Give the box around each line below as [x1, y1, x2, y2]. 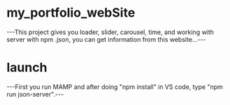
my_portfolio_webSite [6, 5, 136, 21]
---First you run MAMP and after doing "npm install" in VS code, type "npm [6, 82, 223, 91]
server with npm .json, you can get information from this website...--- [6, 35, 206, 43]
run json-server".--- [6, 90, 64, 98]
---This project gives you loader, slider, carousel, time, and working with [6, 28, 215, 36]
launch [6, 60, 48, 76]
